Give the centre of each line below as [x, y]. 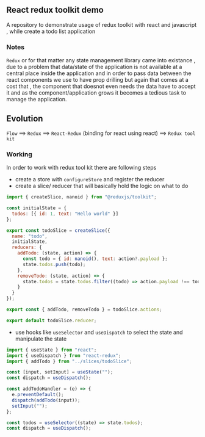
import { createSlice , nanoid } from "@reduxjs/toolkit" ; [81, 197]
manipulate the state [41, 339]
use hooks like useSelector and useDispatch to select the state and [99, 332]
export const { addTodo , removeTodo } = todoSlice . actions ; [85, 310]
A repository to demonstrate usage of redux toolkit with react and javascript [102, 24]
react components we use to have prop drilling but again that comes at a [98, 80]
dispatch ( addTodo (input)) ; [46, 400]
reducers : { [27, 247]
